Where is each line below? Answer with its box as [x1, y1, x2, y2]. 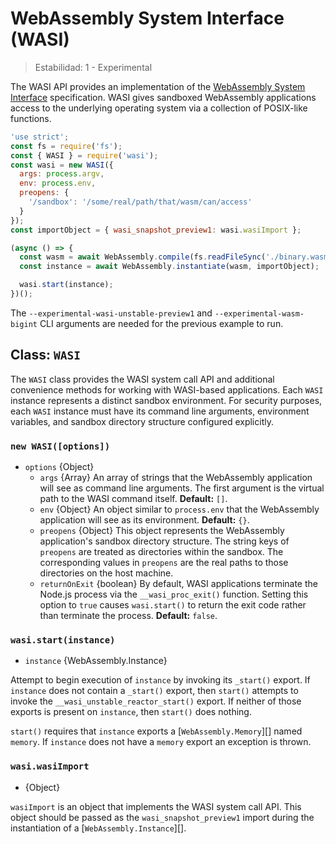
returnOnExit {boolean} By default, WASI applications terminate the [39, 578, 318, 590]
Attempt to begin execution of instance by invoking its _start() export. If [10, 674, 311, 686]
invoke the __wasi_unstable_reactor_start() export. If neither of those [10, 695, 302, 707]
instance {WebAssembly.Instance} [24, 655, 168, 667]
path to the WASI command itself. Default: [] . [39, 493, 228, 505]
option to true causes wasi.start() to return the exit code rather [39, 599, 307, 611]
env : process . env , [19, 178, 97, 189]
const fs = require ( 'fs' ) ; [10, 141, 123, 151]
